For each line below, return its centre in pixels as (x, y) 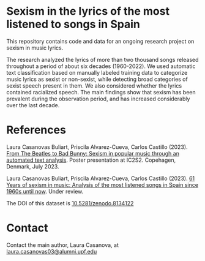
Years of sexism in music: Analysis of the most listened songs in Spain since (102, 184)
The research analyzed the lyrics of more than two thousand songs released (102, 59)
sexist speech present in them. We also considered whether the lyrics (94, 85)
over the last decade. (33, 105)
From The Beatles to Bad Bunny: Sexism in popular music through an (93, 153)
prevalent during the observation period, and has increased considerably (98, 99)
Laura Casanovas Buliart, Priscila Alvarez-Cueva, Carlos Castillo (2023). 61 (101, 178)
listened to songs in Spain (73, 24)
